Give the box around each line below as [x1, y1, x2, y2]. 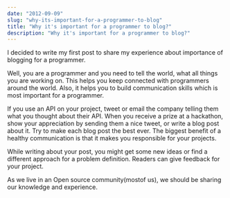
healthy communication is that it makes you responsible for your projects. [7, 134, 217, 143]
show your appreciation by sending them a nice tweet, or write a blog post [7, 119, 220, 128]
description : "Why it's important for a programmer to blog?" [7, 29, 191, 37]
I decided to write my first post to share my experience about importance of [7, 48, 224, 57]
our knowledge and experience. [7, 183, 98, 191]
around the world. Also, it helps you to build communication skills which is [7, 84, 218, 92]
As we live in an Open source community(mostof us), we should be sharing [7, 176, 222, 184]
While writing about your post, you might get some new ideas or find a [7, 147, 208, 156]
